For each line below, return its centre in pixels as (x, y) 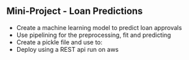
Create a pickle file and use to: (60, 42)
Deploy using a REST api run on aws (67, 49)
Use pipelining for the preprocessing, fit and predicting (94, 35)
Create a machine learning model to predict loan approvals (99, 27)
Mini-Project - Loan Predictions (75, 11)
